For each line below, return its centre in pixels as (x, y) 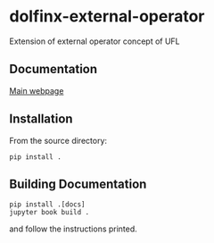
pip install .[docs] (48, 205)
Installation (41, 119)
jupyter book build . (49, 213)
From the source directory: (58, 140)
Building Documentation (78, 184)
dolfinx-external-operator (107, 17)
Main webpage (37, 90)
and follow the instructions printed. (74, 229)
